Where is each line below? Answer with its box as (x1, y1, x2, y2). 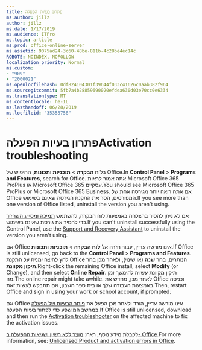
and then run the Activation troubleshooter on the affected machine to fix (6, 313, 188, 320)
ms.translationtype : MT (6, 93, 66, 99)
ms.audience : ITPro (6, 31, 55, 37)
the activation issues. (6, 319, 59, 326)
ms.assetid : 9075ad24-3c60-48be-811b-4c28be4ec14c (6, 48, 136, 54)
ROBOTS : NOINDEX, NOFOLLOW (6, 54, 74, 60)
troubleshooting (6, 148, 89, 162)
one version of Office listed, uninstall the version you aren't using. (6, 200, 170, 208)
